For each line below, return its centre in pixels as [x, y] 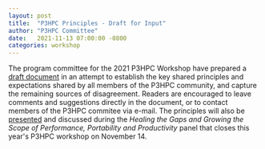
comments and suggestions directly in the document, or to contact [118, 103]
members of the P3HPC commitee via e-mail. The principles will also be [127, 111]
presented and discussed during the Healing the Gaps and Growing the [126, 119]
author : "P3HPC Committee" [53, 30]
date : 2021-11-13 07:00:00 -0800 [68, 38]
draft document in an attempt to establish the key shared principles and [126, 77]
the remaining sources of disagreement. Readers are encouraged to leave [130, 94]
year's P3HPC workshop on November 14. [78, 136]
